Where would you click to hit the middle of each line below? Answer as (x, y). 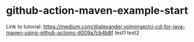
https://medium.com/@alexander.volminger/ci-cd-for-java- (114, 26)
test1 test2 (127, 32)
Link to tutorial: (24, 26)
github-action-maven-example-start (97, 11)
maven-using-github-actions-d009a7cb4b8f (60, 32)
